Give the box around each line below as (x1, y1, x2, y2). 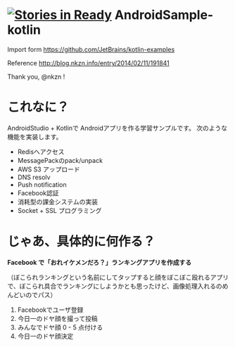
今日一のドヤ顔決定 (17, 332, 74, 340)
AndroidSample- (114, 7, 214, 23)
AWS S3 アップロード (17, 165, 80, 173)
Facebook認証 (17, 188, 59, 197)
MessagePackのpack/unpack (17, 156, 103, 164)
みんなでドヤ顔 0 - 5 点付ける (17, 323, 103, 332)
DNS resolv (17, 173, 51, 181)
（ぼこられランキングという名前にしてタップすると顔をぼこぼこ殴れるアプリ (7, 273, 229, 281)
